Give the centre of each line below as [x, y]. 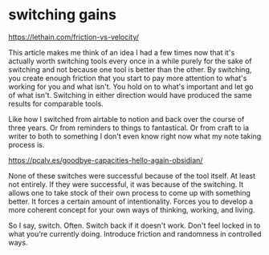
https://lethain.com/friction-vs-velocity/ [73, 37]
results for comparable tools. [56, 103]
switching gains [62, 15]
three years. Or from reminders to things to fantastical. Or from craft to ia [129, 127]
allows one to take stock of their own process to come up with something [130, 192]
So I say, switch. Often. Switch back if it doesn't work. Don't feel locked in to [134, 225]
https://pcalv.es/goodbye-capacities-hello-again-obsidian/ [106, 160]
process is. [26, 144]
